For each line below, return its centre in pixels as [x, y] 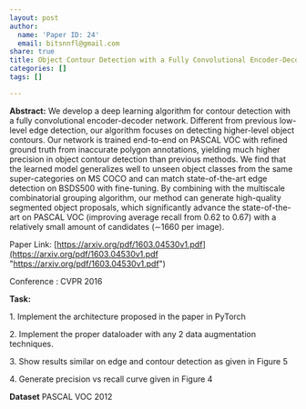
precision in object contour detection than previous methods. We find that [148, 159]
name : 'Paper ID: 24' [59, 35]
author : [24, 26]
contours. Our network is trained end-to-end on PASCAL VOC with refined [149, 140]
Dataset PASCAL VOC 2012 [61, 396]
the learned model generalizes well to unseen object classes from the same [151, 168]
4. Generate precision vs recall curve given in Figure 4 [111, 379]
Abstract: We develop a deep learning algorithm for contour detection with [150, 111]
